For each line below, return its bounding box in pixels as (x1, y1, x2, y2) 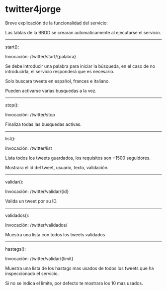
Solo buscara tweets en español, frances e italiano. (5, 78, 110, 84)
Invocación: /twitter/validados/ (5, 222, 68, 228)
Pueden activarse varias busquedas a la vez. (5, 88, 97, 94)
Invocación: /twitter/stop (5, 111, 56, 117)
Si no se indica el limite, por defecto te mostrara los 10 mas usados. (5, 280, 143, 286)
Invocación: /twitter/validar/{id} (5, 188, 69, 194)
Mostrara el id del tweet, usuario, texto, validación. (5, 164, 109, 170)
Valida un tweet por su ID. (5, 198, 58, 204)
